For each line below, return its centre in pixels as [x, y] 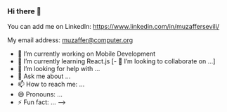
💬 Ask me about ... [44, 76]
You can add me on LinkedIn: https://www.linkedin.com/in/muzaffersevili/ [113, 27]
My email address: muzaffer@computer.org [70, 40]
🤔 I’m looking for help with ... [59, 69]
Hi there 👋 [25, 11]
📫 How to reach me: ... [51, 85]
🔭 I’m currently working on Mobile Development [86, 54]
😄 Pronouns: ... [40, 94]
